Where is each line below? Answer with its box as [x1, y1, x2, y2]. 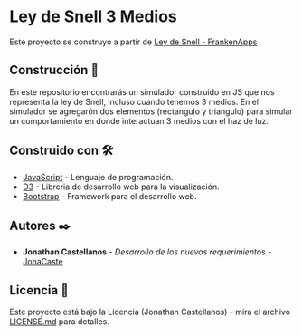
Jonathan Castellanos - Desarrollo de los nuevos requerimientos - [22, 246, 272, 257]
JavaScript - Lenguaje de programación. [22, 171, 174, 182]
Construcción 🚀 [9, 62, 99, 78]
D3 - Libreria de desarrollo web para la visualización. [22, 181, 220, 192]
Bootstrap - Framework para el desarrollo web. [22, 190, 197, 201]
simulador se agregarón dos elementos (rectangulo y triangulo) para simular [9, 106, 293, 117]
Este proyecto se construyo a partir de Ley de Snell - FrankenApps [9, 36, 258, 47]
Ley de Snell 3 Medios [9, 6, 178, 27]
